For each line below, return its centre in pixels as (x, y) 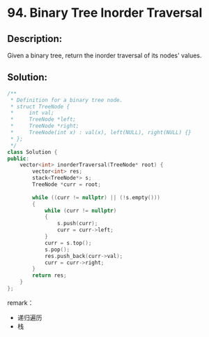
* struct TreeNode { (40, 106)
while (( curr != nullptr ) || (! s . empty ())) (96, 197)
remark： (21, 303)
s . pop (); (57, 250)
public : (18, 159)
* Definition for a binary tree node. (67, 100)
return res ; (50, 275)
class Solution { (32, 152)
